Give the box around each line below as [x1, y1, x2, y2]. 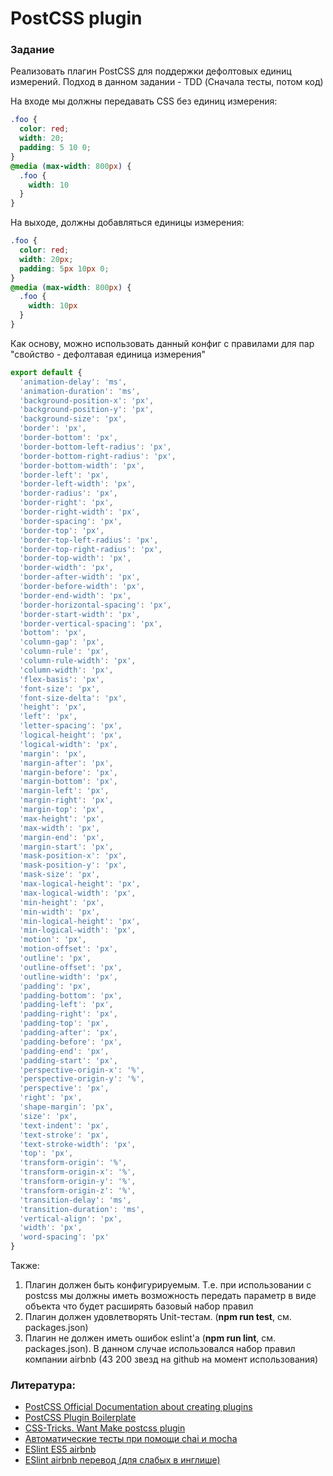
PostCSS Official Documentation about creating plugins [24, 1401, 253, 1413]
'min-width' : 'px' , [19, 907, 101, 917]
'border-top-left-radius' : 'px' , [19, 535, 159, 545]
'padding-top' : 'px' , [19, 1018, 110, 1029]
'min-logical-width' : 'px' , [19, 925, 137, 936]
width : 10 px [28, 301, 78, 311]
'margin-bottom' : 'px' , [19, 777, 118, 787]
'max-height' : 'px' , [19, 813, 105, 824]
